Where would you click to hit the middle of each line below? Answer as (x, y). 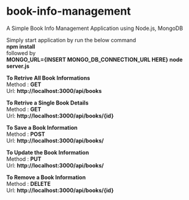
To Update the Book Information (48, 152)
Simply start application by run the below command (71, 40)
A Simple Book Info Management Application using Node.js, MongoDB (95, 28)
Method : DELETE (28, 183)
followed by (21, 53)
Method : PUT (24, 159)
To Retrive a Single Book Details (47, 103)
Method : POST (26, 134)
